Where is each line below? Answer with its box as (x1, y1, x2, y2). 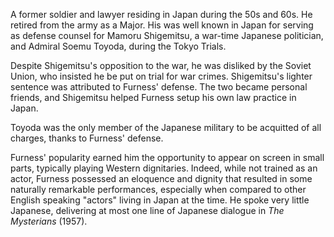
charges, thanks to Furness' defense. (10, 132, 164, 144)
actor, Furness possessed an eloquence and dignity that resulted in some (10, 173, 313, 184)
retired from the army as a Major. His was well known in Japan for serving (10, 19, 314, 31)
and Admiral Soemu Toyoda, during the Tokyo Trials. (10, 40, 227, 52)
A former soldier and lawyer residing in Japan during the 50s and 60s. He (10, 9, 313, 20)
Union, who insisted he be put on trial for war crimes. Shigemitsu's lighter (10, 70, 313, 82)
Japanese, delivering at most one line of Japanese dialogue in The (10, 205, 285, 216)
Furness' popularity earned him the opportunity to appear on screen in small (10, 152, 325, 163)
